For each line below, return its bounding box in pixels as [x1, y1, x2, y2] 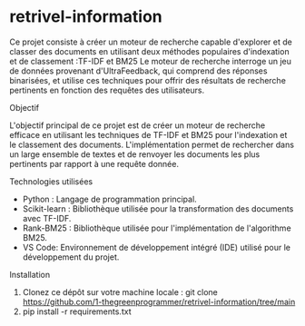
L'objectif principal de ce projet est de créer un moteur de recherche [9, 120, 266, 131]
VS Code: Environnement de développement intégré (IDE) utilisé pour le [22, 242, 290, 252]
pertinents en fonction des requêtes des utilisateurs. [9, 84, 205, 95]
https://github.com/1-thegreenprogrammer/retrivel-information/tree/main [22, 296, 296, 307]
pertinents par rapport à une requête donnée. [9, 158, 180, 169]
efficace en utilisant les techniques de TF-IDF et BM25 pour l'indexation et [9, 129, 288, 140]
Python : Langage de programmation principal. [22, 193, 197, 204]
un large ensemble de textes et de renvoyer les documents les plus [9, 148, 261, 160]
